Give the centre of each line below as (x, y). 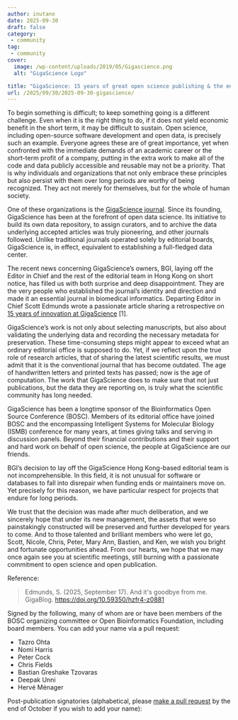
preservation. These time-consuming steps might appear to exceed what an (118, 343)
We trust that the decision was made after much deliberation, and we (108, 512)
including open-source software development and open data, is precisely (114, 135)
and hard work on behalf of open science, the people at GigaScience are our (119, 447)
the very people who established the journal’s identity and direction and (112, 291)
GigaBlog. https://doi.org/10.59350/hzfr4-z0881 (94, 599)
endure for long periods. (43, 498)
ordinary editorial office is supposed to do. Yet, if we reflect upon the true (114, 350)
